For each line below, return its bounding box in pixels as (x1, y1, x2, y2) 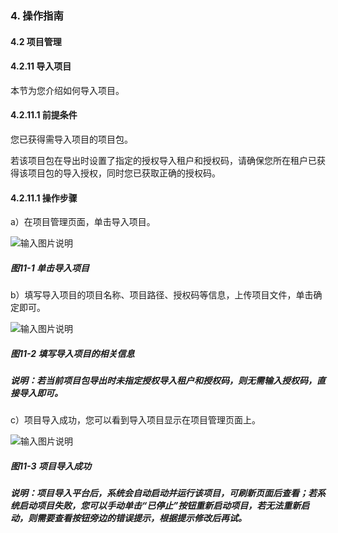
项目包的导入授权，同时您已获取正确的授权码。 (27, 167, 221, 179)
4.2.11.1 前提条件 (10, 109, 78, 121)
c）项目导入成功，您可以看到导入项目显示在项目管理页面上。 (10, 414, 261, 426)
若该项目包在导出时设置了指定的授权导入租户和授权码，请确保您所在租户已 (10, 154, 317, 166)
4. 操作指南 (10, 8, 64, 22)
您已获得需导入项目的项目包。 (10, 133, 133, 145)
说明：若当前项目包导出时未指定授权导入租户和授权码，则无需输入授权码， (10, 375, 317, 387)
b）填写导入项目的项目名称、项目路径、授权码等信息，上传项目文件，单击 (10, 289, 314, 301)
